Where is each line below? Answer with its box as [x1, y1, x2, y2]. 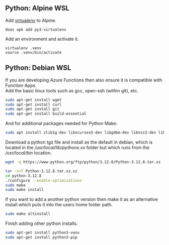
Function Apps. [5, 82, 37, 88]
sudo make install [5, 187, 44, 192]
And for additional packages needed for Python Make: [5, 120, 117, 127]
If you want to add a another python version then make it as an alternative [5, 196, 158, 202]
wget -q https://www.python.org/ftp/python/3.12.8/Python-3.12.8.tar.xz [5, 160, 161, 165]
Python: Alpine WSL [5, 4, 69, 13]
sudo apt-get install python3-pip [5, 235, 78, 240]
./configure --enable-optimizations [5, 178, 82, 183]
